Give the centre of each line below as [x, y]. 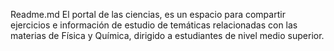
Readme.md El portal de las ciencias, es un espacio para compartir [148, 14]
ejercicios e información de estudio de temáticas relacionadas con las [154, 25]
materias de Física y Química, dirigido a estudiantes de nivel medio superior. [167, 35]
